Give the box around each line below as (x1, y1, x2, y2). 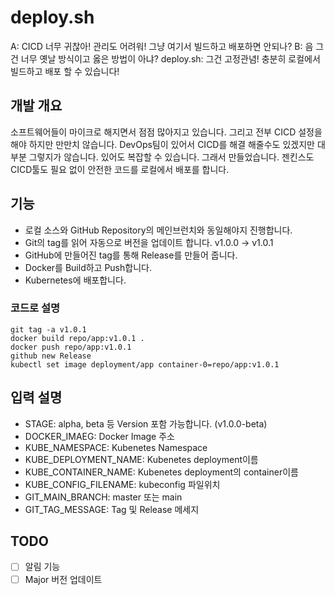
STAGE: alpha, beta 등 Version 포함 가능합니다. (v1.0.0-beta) (24, 417, 268, 430)
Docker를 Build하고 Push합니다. (24, 261, 152, 273)
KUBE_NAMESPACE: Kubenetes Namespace (24, 441, 208, 453)
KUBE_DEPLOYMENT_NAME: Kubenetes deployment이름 (24, 453, 259, 465)
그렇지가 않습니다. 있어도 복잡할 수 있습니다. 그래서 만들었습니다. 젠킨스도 (28, 151, 315, 163)
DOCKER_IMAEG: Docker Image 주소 (24, 430, 175, 442)
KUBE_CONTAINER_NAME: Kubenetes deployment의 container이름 (24, 466, 299, 478)
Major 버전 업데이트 (24, 573, 103, 585)
